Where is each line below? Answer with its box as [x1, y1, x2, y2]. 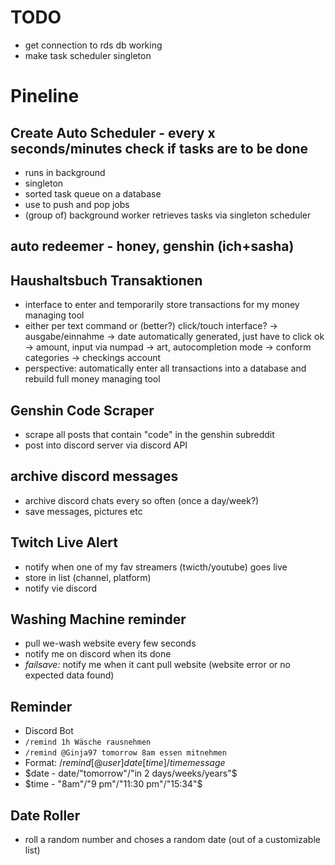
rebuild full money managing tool [24, 373, 161, 385]
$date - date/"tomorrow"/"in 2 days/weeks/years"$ [24, 767, 238, 780]
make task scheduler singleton [24, 49, 152, 61]
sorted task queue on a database [24, 187, 162, 200]
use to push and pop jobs [24, 198, 130, 210]
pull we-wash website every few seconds [24, 637, 197, 650]
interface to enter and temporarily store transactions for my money [24, 299, 300, 311]
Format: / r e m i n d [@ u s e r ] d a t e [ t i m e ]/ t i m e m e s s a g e [24, 757, 226, 769]
